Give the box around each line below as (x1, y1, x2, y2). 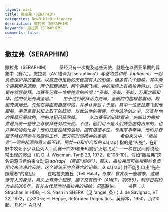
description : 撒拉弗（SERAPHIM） (5, 21, 71, 26)
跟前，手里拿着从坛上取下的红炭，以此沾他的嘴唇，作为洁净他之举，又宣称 (5, 108, 158, 114)
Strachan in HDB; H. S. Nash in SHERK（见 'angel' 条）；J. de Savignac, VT (5, 189, 159, 195)
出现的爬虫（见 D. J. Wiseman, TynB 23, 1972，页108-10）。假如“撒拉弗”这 (9, 152, 162, 158)
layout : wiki (5, 7, 32, 12)
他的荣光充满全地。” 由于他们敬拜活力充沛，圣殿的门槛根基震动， (13, 95, 155, 101)
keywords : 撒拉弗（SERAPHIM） (5, 26, 64, 31)
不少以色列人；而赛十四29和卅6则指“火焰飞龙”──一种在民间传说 (22, 145, 155, 151)
